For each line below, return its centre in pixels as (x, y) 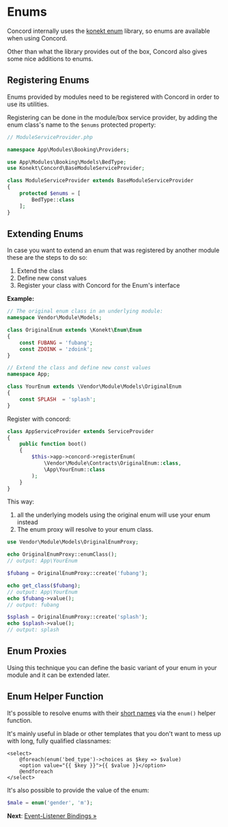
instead (28, 522)
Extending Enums (45, 234)
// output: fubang (33, 605)
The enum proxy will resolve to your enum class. (85, 530)
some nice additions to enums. (50, 58)
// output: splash (33, 630)
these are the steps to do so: (47, 258)
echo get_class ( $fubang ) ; (44, 585)
